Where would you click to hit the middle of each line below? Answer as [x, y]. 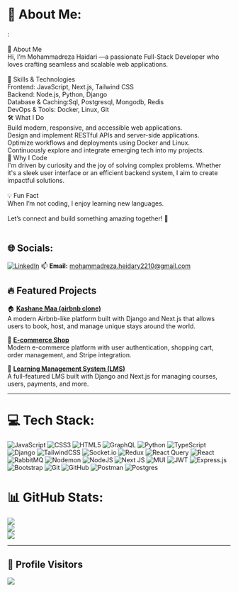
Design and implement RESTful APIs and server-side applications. [103, 135]
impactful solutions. [36, 180]
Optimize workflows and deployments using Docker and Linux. [98, 143]
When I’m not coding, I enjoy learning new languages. [86, 203]
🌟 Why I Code [27, 157]
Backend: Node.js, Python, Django [57, 94]
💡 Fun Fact [23, 195]
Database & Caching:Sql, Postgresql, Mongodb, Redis [86, 101]
